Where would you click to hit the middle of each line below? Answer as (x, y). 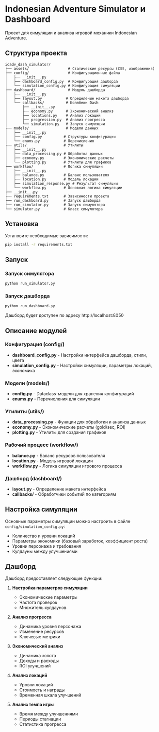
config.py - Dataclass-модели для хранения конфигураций (73, 394)
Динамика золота (38, 655)
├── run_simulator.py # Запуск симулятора (55, 205)
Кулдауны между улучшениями (45, 551)
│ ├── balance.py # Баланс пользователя (57, 175)
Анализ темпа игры (33, 704)
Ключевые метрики (40, 636)
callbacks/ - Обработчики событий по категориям (64, 494)
